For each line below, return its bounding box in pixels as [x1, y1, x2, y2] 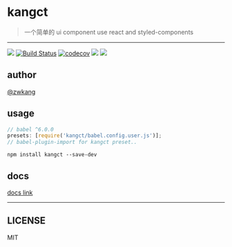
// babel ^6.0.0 [7, 126, 54, 133]
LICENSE [7, 215, 46, 227]
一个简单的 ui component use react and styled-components [23, 28, 194, 36]
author [7, 69, 37, 81]
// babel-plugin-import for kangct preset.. [7, 139, 137, 146]
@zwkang [7, 87, 36, 95]
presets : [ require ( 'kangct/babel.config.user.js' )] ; [7, 132, 162, 139]
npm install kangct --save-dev [7, 152, 97, 158]
